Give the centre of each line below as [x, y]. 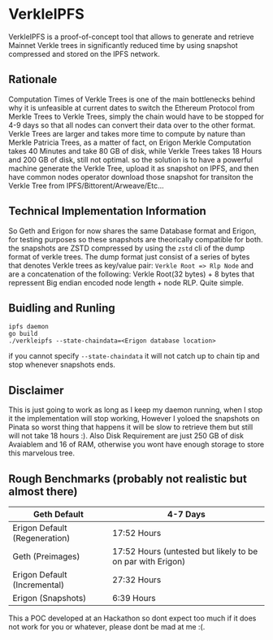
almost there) [43, 492]
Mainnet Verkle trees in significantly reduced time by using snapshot [123, 45]
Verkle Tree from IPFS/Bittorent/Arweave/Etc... [86, 185]
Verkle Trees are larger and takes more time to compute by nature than [127, 133]
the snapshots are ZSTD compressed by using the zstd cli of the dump [127, 248]
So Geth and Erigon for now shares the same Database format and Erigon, [132, 231]
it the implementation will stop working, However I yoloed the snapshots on [134, 419]
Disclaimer [36, 390]
